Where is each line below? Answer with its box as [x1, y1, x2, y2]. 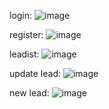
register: [9, 29, 44, 40]
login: [9, 10, 33, 21]
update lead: [9, 68, 61, 79]
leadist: [9, 48, 40, 60]
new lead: [9, 87, 50, 99]
